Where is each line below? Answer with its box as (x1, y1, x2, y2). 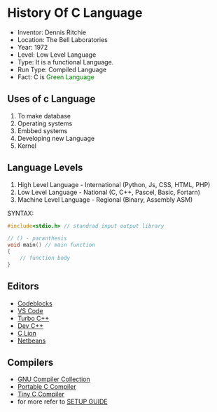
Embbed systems (17, 126, 68, 135)
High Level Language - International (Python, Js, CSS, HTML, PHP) (17, 180, 211, 188)
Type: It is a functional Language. (17, 57, 114, 66)
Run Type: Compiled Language (17, 65, 107, 74)
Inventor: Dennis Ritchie (17, 28, 86, 36)
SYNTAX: (7, 209, 34, 217)
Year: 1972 (17, 43, 48, 51)
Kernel (17, 142, 37, 150)
